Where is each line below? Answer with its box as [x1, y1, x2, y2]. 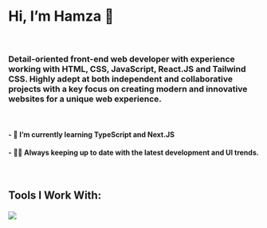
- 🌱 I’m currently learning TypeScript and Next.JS [8, 129, 175, 139]
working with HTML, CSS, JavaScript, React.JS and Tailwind [8, 63, 246, 74]
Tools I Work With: [8, 189, 102, 202]
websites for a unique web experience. [8, 93, 162, 104]
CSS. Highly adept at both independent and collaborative [8, 73, 234, 85]
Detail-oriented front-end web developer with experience [8, 53, 235, 65]
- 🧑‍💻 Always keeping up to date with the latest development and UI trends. [8, 147, 259, 158]
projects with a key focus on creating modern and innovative [8, 83, 248, 94]
